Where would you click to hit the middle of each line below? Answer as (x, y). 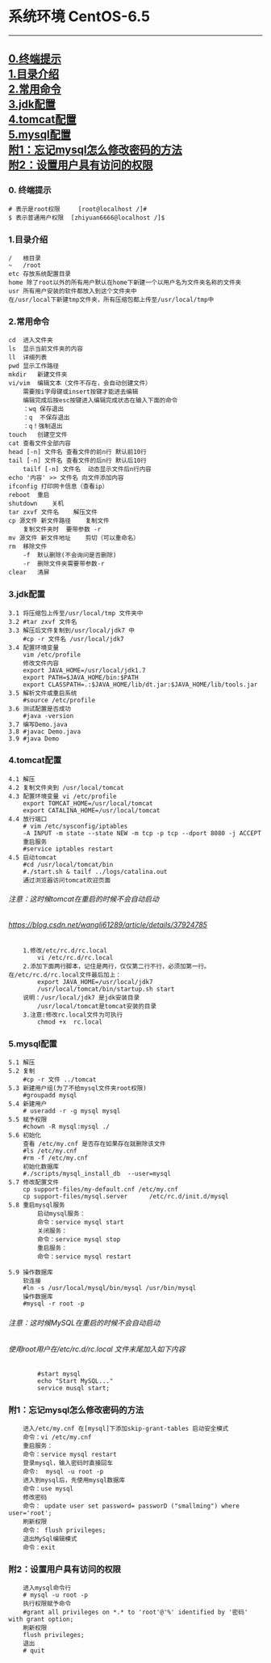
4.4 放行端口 (28, 819)
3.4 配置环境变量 (33, 647)
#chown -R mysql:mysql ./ (67, 1126)
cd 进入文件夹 (31, 341)
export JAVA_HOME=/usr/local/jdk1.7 (85, 670)
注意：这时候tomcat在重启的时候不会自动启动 (84, 899)
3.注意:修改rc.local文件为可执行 (73, 1015)
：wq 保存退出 (44, 409)
